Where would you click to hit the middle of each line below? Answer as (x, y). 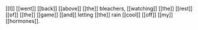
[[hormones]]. (23, 21)
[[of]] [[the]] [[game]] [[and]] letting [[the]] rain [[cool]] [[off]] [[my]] (89, 15)
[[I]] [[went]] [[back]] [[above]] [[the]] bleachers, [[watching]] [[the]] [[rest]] (99, 9)
